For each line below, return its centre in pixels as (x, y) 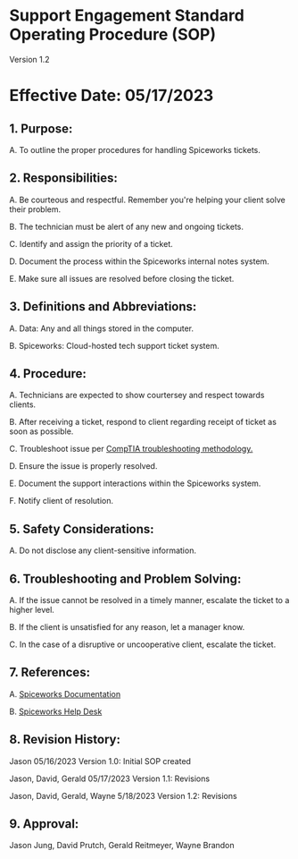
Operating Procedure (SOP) (113, 34)
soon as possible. (41, 431)
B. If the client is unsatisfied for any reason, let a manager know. (127, 627)
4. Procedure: (48, 374)
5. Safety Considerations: (82, 529)
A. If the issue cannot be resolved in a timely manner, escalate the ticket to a (149, 600)
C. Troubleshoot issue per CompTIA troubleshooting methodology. (131, 449)
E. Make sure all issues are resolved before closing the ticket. (122, 278)
